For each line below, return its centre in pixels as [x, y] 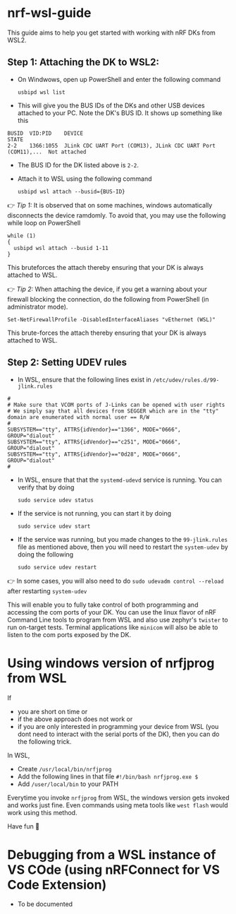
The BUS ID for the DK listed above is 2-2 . [78, 165]
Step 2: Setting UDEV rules [67, 363]
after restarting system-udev [47, 590]
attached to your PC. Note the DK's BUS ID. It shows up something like [120, 113]
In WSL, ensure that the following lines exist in [84, 379]
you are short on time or [52, 711]
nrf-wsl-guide [49, 13]
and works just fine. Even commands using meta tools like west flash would [118, 805]
